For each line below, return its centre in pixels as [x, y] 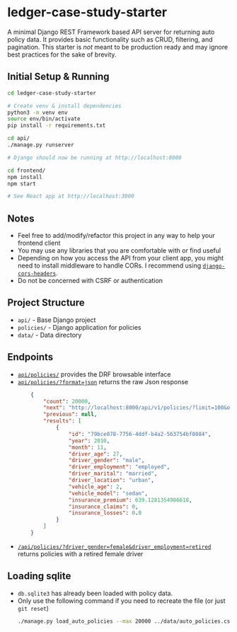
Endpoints [30, 357]
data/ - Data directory [50, 335]
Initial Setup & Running [58, 77]
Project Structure [46, 303]
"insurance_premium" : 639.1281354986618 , [130, 500]
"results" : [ [63, 421]
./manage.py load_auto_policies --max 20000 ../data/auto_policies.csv [125, 621]
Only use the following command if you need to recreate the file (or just [121, 601]
